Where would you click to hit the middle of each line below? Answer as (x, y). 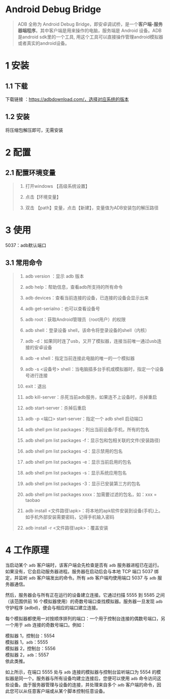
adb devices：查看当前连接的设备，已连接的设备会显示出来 (87, 298)
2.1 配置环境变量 (30, 173)
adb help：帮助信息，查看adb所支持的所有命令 (74, 287)
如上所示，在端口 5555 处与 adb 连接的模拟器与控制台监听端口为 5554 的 (81, 672)
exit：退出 (36, 386)
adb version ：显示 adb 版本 (55, 276)
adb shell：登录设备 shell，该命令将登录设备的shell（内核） (87, 330)
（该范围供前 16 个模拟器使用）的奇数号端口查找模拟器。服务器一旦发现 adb (84, 601)
